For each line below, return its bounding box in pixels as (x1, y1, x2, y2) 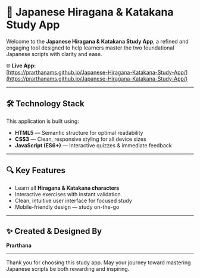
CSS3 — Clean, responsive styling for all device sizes (14, 135, 147, 143)
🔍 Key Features (6, 165, 65, 175)
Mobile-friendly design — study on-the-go (14, 203, 120, 211)
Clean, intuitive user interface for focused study (14, 197, 132, 204)
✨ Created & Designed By (6, 226, 102, 236)
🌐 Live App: (6, 62, 36, 69)
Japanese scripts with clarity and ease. (6, 50, 102, 57)
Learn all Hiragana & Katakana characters (14, 184, 120, 191)
